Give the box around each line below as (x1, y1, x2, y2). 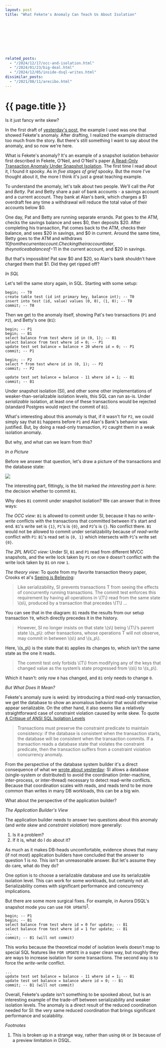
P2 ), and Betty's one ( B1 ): (5, 317, 56, 323)
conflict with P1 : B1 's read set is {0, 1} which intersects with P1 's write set (5, 533, 157, 539)
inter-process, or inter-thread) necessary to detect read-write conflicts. (5, 777, 152, 783)
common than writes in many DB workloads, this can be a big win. (5, 787, 140, 793)
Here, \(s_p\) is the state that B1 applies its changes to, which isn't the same (5, 645, 160, 651)
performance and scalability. (5, 1013, 64, 1019)
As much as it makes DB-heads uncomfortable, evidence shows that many (5, 846, 158, 852)
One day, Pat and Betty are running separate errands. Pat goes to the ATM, (5, 214, 159, 220)
